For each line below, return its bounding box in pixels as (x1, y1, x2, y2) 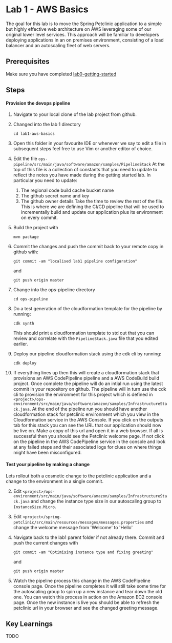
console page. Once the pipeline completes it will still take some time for (13, 583, 166, 589)
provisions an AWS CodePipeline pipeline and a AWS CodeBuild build (13, 375, 159, 381)
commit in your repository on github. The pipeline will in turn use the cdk (13, 386, 167, 392)
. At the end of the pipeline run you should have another (29, 406, 147, 412)
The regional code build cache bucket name (20, 187, 114, 193)
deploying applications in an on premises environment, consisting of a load (6, 37, 164, 43)
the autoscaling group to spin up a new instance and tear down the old (13, 588, 163, 594)
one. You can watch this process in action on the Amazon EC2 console (13, 594, 163, 600)
